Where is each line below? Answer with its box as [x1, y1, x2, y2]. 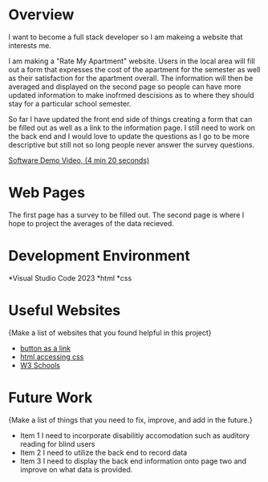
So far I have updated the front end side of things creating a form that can [8, 114, 253, 124]
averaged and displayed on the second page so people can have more [8, 82, 242, 91]
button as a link [19, 343, 71, 353]
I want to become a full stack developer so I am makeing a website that [8, 32, 243, 42]
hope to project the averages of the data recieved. [8, 218, 174, 228]
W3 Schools [19, 360, 61, 370]
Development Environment [8, 247, 190, 265]
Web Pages [8, 184, 86, 202]
